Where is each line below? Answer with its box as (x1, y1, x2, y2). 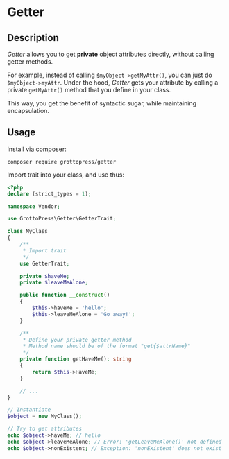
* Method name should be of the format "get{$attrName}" (22, 343, 191, 350)
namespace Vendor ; (7, 202, 60, 210)
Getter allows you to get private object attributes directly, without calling (7, 50, 214, 58)
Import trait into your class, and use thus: (7, 171, 125, 179)
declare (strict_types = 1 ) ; (7, 190, 92, 198)
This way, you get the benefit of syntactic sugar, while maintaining (7, 99, 196, 107)
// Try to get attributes (7, 426, 82, 433)
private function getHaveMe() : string (19, 356, 132, 363)
